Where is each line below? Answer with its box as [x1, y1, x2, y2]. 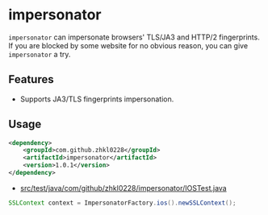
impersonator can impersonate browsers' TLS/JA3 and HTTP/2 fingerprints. [8, 32, 260, 42]
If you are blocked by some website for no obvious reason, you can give [8, 40, 249, 50]
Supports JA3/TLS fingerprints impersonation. [19, 94, 174, 104]
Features [8, 72, 54, 86]
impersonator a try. [8, 49, 71, 59]
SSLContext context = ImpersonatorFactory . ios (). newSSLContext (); [8, 199, 237, 207]
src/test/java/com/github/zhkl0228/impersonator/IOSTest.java [19, 183, 228, 192]
